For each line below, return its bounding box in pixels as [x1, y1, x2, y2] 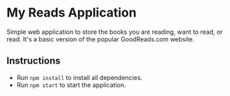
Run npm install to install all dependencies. [16, 73, 143, 81]
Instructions [6, 55, 61, 67]
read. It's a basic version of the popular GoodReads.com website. [6, 35, 194, 43]
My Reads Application [6, 5, 137, 21]
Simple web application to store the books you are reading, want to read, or [6, 28, 223, 36]
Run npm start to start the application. [16, 81, 126, 89]
